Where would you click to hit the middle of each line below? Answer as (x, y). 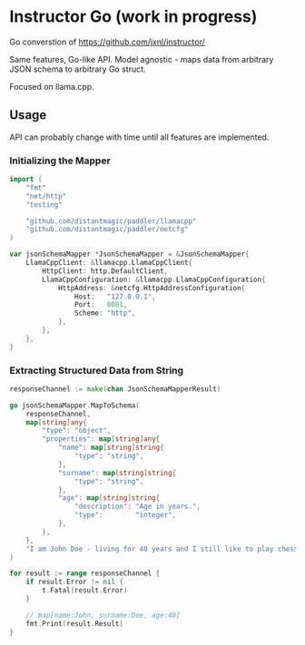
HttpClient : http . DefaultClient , (105, 271)
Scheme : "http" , (105, 313)
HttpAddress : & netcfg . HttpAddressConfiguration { (152, 288)
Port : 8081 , (101, 305)
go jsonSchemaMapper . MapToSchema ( (75, 406)
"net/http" (46, 196)
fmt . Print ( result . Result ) (75, 623)
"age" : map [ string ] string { (109, 498)
